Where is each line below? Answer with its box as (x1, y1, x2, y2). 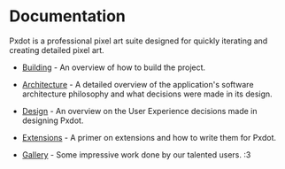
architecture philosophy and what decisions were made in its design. (21, 88, 273, 99)
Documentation (9, 6, 127, 27)
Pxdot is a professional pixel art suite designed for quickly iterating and (9, 35, 268, 46)
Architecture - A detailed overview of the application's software (21, 79, 254, 89)
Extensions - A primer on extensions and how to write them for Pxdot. (21, 132, 277, 142)
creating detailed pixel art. (9, 44, 104, 55)
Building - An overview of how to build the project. (21, 62, 206, 73)
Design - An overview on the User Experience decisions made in (21, 105, 258, 116)
